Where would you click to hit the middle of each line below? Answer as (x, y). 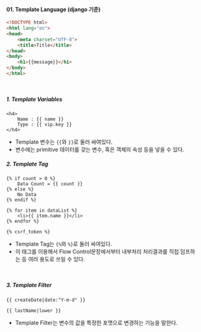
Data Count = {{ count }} (50, 184)
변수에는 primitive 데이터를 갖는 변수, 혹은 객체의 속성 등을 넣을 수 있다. (100, 149)
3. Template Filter (29, 285)
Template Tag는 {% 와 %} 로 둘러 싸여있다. (64, 244)
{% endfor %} (23, 221)
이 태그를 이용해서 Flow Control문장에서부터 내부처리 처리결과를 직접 (97, 251)
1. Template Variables (34, 99)
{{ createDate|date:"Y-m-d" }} (46, 300)
